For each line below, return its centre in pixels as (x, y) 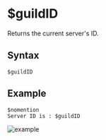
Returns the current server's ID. (53, 33)
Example (27, 94)
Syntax (23, 56)
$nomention (23, 110)
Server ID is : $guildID (44, 116)
